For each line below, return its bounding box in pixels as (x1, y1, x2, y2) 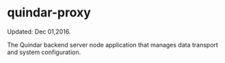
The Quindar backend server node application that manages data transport (7, 40, 219, 49)
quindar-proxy (7, 5, 91, 21)
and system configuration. (7, 48, 81, 56)
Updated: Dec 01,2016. (7, 27, 71, 36)
